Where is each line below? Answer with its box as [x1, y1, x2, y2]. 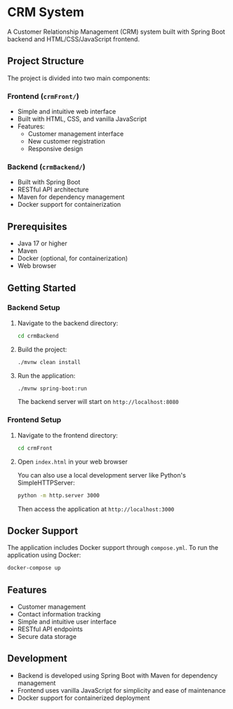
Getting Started [7, 282, 76, 294]
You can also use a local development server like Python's [17, 471, 186, 479]
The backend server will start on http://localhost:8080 [17, 398, 179, 406]
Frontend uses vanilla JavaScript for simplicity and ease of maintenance [17, 686, 226, 694]
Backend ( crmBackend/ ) [7, 162, 86, 172]
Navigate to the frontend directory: [17, 431, 118, 439]
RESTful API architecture [17, 185, 89, 194]
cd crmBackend [17, 332, 59, 339]
